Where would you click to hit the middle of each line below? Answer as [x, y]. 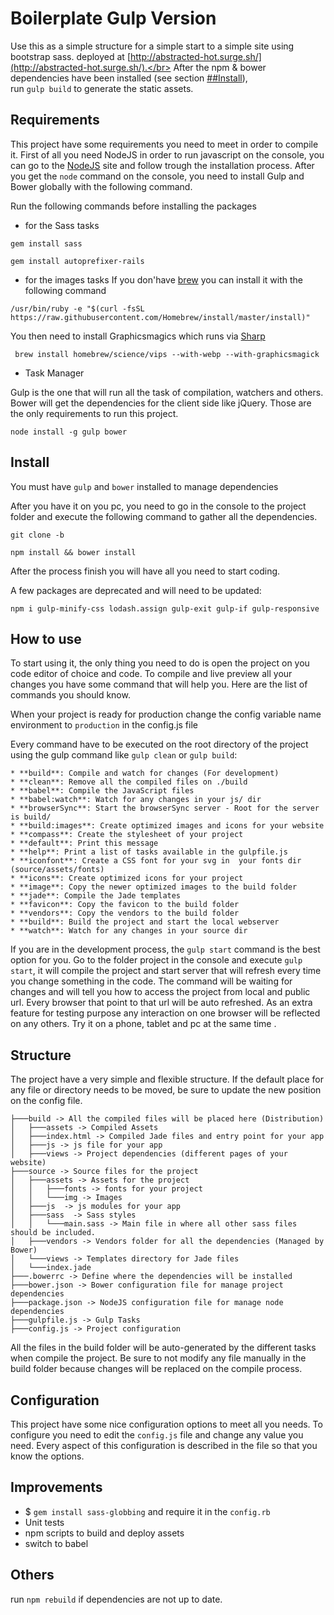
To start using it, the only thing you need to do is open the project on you [160, 663]
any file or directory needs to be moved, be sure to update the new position [166, 1090]
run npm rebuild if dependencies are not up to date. [116, 1599]
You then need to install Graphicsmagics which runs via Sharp [138, 336]
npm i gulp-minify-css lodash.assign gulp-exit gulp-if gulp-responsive [165, 608]
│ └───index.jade [51, 1268]
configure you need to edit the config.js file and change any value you [157, 1435]
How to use [46, 638]
